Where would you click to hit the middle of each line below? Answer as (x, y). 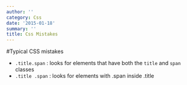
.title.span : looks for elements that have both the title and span (98, 63)
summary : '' (21, 29)
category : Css (24, 17)
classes (25, 69)
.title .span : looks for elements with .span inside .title (84, 76)
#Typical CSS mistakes (35, 51)
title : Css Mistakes (32, 34)
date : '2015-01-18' (31, 23)
